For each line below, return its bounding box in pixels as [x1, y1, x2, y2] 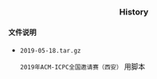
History [119, 6, 149, 18]
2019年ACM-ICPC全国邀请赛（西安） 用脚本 [19, 62, 146, 72]
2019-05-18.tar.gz [19, 47, 81, 55]
